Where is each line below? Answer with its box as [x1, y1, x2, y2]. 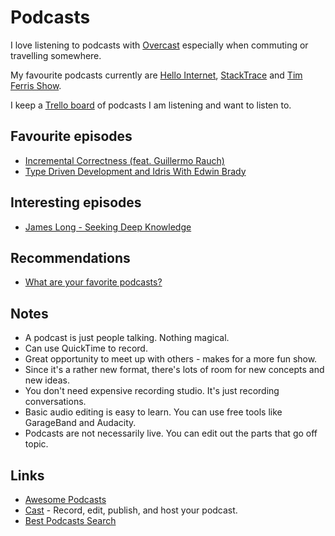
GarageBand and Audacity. [24, 417, 137, 429]
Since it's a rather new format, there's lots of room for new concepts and [24, 364, 325, 376]
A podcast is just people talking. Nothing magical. [24, 332, 230, 344]
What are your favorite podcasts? [24, 276, 163, 288]
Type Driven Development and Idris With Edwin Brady [24, 165, 247, 177]
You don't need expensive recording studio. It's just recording [24, 385, 280, 397]
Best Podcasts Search [24, 515, 117, 526]
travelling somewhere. [10, 49, 102, 61]
